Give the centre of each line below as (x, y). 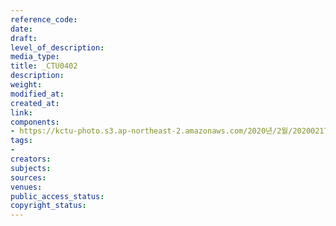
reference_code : (44, 19)
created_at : (35, 103)
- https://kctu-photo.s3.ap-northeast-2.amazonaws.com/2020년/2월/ (151, 131)
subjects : (31, 168)
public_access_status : (57, 196)
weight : (26, 85)
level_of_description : (57, 47)
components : (35, 122)
